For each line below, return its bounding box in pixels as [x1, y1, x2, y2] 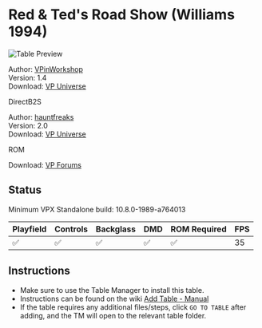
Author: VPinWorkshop [8, 64, 84, 73]
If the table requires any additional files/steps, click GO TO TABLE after [19, 302, 247, 312]
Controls [54, 223, 89, 235]
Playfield [12, 223, 47, 235]
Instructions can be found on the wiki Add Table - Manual [19, 294, 209, 303]
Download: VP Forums [8, 160, 82, 169]
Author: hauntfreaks [8, 112, 74, 121]
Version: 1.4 [8, 73, 47, 82]
